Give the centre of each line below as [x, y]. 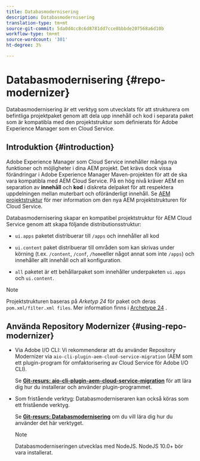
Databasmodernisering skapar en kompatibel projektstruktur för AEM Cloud [99, 218]
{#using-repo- [159, 327]
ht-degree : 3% [24, 46]
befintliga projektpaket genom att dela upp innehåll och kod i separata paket [100, 116]
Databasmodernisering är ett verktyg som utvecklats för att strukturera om [98, 109]
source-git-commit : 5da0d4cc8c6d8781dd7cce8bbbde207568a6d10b [85, 28]
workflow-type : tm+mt [33, 34]
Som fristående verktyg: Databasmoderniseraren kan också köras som [102, 399]
